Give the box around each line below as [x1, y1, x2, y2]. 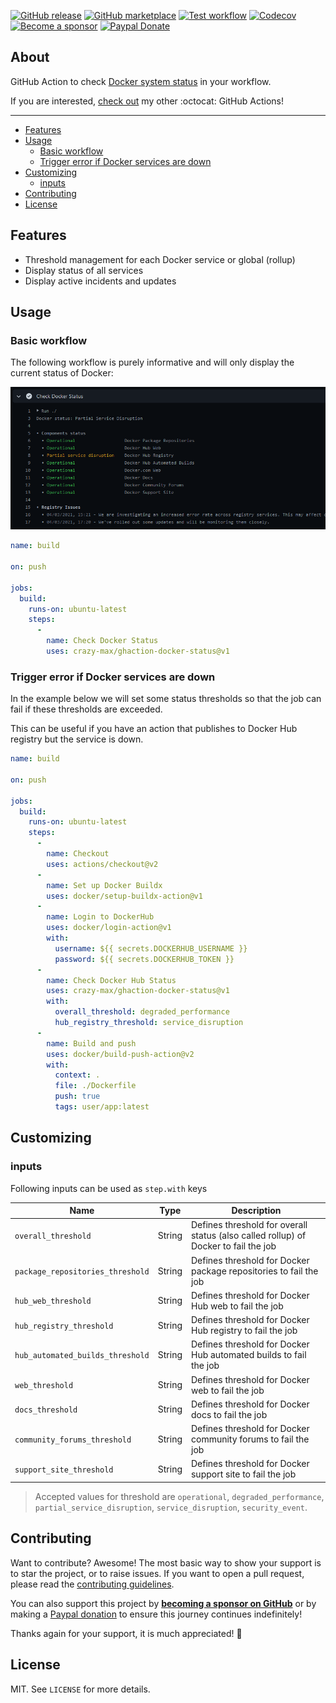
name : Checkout [46, 849, 110, 859]
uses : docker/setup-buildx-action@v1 [46, 891, 203, 901]
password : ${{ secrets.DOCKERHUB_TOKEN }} [54, 954, 235, 964]
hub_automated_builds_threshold [14, 1351, 150, 1361]
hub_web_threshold [14, 1296, 92, 1307]
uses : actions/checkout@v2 [46, 859, 159, 869]
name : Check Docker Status [46, 636, 159, 646]
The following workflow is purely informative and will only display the [10, 356, 295, 369]
